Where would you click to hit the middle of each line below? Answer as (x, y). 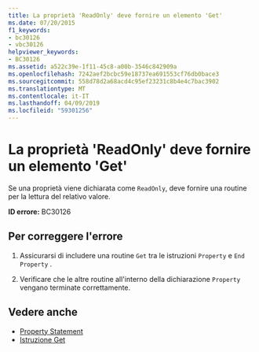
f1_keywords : (29, 30)
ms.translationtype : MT (47, 89)
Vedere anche (43, 312)
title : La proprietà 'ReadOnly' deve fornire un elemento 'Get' (115, 15)
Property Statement (51, 331)
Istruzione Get (42, 339)
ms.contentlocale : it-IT (49, 96)
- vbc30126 (26, 45)
